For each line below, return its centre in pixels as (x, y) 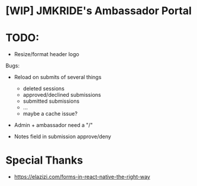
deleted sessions (43, 89)
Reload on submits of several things (58, 77)
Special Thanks (44, 160)
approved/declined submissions (62, 95)
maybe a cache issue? (50, 114)
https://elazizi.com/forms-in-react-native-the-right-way (82, 177)
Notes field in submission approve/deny (63, 136)
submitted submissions (51, 101)
